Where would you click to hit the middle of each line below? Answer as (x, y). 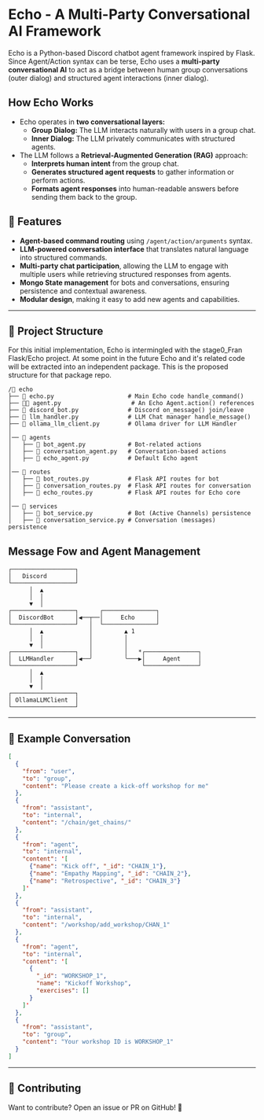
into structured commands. (63, 257)
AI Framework (55, 31)
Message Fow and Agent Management (104, 551)
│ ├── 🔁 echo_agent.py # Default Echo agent (103, 459)
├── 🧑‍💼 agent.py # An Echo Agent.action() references (132, 403)
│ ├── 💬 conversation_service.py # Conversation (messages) (112, 521)
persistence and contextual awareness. (83, 291)
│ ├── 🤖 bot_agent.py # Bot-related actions (105, 445)
